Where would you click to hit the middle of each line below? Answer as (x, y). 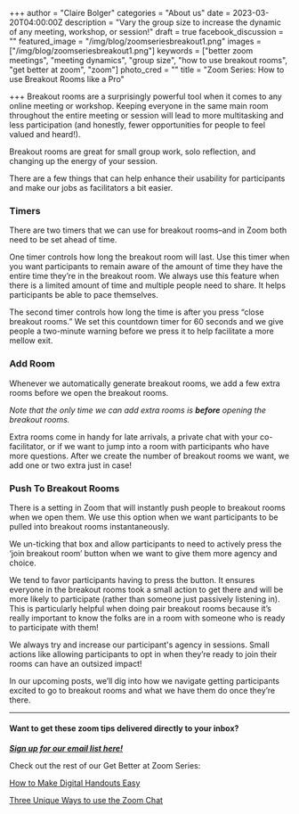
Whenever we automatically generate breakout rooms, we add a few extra (145, 383)
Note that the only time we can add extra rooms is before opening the (138, 410)
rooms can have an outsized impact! (76, 663)
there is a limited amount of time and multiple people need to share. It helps (148, 285)
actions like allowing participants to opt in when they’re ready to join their (143, 654)
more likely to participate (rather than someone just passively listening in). (145, 599)
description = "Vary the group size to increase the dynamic (173, 22)
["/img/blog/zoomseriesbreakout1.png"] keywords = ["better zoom (131, 51)
